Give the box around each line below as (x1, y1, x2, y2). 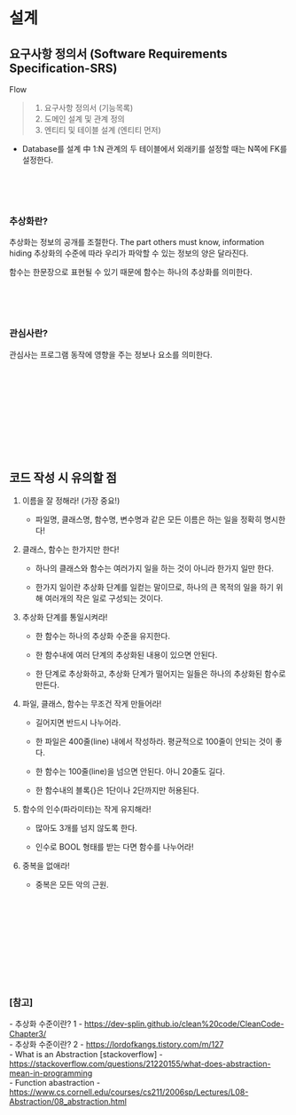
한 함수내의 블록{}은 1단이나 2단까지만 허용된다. (35, 785, 199, 795)
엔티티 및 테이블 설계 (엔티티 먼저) (43, 125, 161, 135)
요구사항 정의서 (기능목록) (43, 103, 134, 113)
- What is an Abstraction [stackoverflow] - (9, 1048, 163, 1059)
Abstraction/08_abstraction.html (9, 1095, 127, 1106)
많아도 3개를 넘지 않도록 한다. (35, 823, 137, 834)
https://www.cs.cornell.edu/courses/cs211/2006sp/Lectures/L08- (9, 1087, 249, 1097)
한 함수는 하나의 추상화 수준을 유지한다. (35, 631, 171, 642)
